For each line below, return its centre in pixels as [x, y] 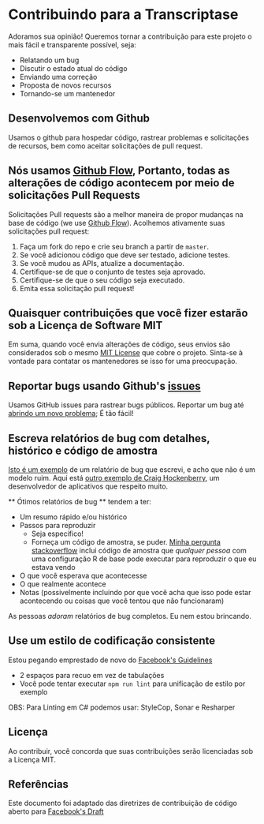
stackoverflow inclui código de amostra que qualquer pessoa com [139, 551]
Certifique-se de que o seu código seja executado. [102, 280]
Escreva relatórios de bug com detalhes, [109, 438]
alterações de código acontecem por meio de [121, 183]
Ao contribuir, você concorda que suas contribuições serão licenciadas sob [131, 751]
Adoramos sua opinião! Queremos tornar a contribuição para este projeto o [130, 36]
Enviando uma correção [58, 77]
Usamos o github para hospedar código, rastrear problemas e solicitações [129, 137]
